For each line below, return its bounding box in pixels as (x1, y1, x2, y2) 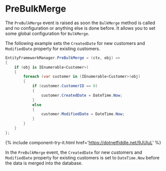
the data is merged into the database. (5, 160, 83, 166)
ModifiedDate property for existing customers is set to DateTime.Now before (5, 154, 160, 160)
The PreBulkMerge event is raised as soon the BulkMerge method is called (5, 20, 155, 26)
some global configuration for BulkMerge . (5, 30, 90, 36)
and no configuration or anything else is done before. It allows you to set (5, 25, 156, 31)
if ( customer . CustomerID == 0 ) (32, 84, 98, 89)
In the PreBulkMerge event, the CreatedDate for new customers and (5, 149, 142, 155)
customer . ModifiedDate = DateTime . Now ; (41, 111, 125, 117)
